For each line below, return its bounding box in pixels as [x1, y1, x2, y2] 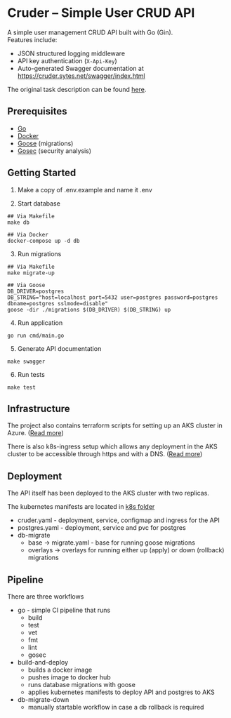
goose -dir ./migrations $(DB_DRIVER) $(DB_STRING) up [7, 306, 171, 313]
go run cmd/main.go [7, 332, 65, 339]
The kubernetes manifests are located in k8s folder [7, 503, 155, 511]
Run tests [17, 370, 46, 378]
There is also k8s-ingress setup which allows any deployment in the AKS [7, 442, 218, 451]
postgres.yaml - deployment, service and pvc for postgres [17, 524, 186, 532]
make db [7, 219, 30, 226]
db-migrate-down [17, 696, 70, 703]
